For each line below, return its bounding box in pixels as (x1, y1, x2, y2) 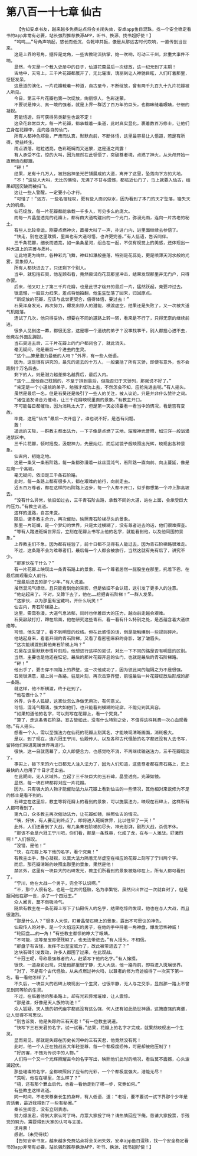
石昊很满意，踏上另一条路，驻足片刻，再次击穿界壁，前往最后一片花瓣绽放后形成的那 (14, 673, 190, 679)
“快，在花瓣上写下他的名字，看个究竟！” (14, 849, 98, 855)
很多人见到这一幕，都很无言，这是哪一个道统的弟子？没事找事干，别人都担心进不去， (14, 327, 190, 334)
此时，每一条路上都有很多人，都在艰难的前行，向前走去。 (14, 478, 133, 485)
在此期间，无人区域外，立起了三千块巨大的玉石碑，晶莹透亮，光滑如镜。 (14, 774, 163, 780)
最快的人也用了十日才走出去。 (6, 767, 68, 773)
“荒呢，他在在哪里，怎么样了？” (14, 1075, 81, 1081)
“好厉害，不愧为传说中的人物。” (14, 1050, 79, 1056)
